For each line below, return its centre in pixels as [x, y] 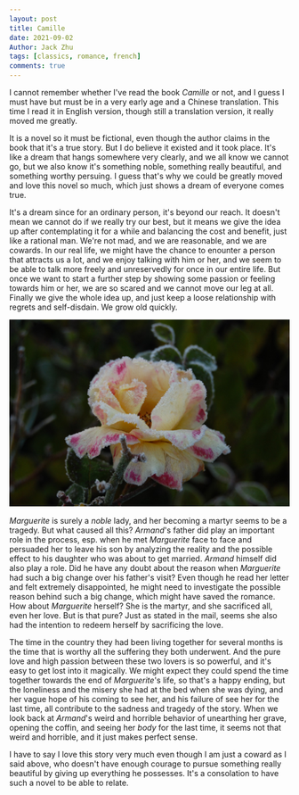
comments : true [37, 66]
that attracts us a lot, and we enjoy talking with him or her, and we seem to [145, 260]
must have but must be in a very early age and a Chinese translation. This [144, 102]
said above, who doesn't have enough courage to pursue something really [145, 764]
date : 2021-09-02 [41, 37]
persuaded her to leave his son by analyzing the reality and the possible [141, 550]
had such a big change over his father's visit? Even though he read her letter [149, 578]
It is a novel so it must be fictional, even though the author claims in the [140, 138]
